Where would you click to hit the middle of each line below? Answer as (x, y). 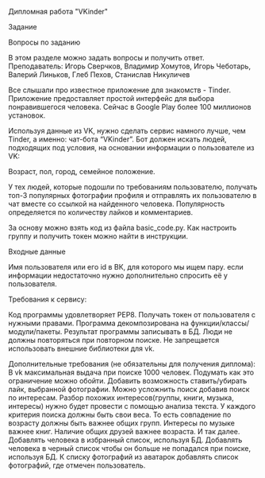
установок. (27, 115)
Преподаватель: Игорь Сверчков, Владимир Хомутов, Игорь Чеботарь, (130, 66)
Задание (23, 27)
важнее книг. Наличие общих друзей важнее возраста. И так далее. (124, 431)
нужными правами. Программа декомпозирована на (98, 323)
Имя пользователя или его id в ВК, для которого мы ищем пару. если (126, 267)
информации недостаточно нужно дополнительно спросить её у (118, 275)
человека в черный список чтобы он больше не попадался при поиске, (130, 448)
